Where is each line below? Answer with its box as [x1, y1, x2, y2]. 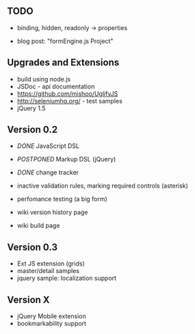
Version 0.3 [7, 241, 58, 253]
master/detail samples [16, 267, 80, 275]
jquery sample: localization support [16, 274, 117, 283]
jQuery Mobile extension [16, 312, 87, 320]
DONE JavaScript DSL [16, 142, 80, 150]
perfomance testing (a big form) [16, 195, 107, 203]
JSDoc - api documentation [16, 82, 95, 90]
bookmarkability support [16, 320, 87, 328]
